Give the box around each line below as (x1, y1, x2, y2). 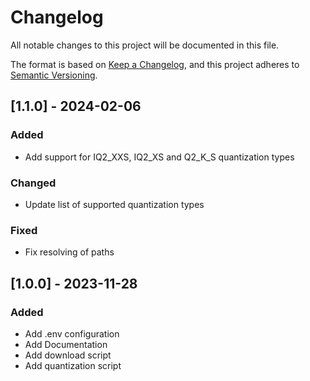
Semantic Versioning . (10, 69, 98, 81)
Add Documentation (24, 338, 108, 350)
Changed (10, 176, 57, 190)
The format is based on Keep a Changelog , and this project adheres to (10, 58, 300, 70)
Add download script (24, 349, 112, 361)
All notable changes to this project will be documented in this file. (10, 39, 280, 51)
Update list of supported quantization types (24, 198, 205, 210)
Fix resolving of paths (24, 246, 115, 258)
